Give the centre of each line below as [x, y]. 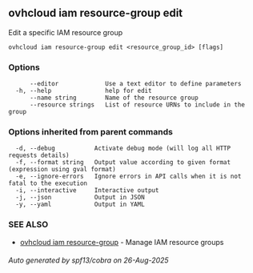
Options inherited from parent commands [91, 132]
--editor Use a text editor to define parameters [135, 84]
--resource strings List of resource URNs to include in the [137, 105]
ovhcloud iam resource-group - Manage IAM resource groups [122, 242]
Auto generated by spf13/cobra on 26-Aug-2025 [89, 260]
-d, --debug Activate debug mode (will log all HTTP [123, 149]
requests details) [39, 155]
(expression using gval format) [62, 170]
